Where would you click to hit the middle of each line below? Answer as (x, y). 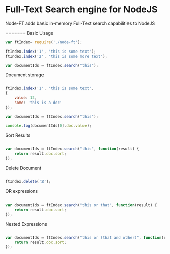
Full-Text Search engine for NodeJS (81, 9)
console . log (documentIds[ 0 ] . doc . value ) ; (49, 125)
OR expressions (22, 191)
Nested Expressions (26, 224)
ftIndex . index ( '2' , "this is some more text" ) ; (56, 56)
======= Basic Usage (29, 33)
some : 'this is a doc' (38, 103)
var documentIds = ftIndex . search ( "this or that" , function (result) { (81, 205)
